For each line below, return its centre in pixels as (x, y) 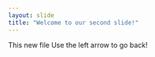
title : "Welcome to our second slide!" (74, 23)
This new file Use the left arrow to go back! (78, 45)
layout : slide (31, 15)
